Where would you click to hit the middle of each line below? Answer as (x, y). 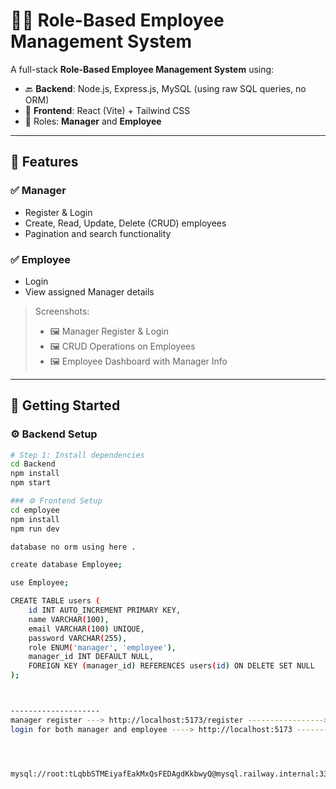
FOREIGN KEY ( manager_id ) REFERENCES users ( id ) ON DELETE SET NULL (171, 666)
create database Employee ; (66, 565)
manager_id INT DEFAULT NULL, (91, 657)
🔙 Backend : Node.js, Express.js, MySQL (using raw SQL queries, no (165, 88)
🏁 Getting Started (65, 405)
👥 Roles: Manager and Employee (93, 121)
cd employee (35, 510)
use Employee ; (40, 583)
